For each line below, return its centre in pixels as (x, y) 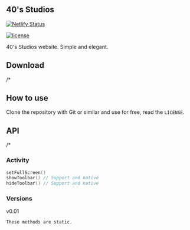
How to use (27, 98)
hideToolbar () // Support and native (53, 183)
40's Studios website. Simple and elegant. (57, 47)
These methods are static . (39, 222)
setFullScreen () (26, 172)
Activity (18, 160)
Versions (19, 199)
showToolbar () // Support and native (53, 178)
